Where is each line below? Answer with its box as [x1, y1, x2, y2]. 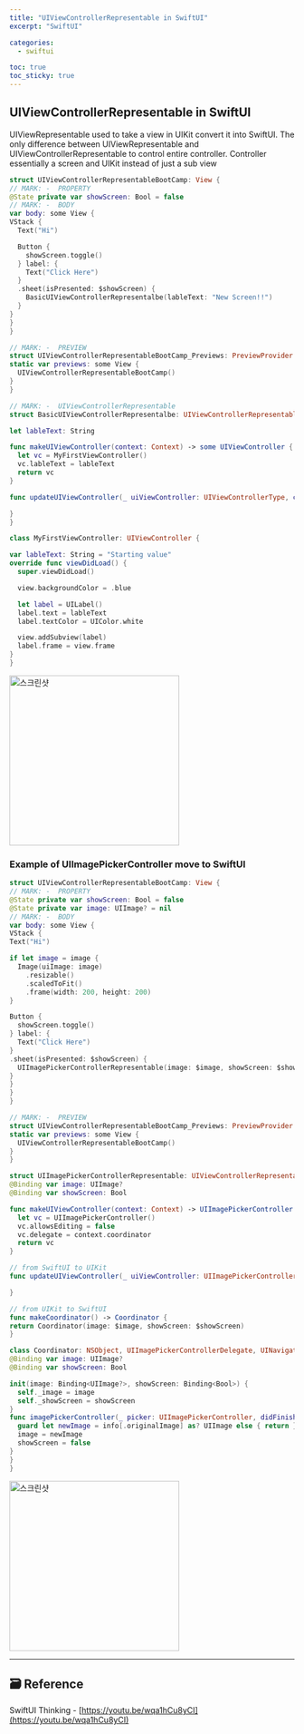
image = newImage [17, 1430, 83, 1439]
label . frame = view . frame [17, 641, 116, 651]
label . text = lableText [17, 609, 107, 618]
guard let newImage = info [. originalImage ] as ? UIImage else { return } [17, 1421, 298, 1431]
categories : [9, 38, 54, 47]
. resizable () [25, 970, 75, 979]
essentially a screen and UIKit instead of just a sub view [9, 158, 217, 169]
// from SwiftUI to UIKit [9, 1263, 107, 1272]
